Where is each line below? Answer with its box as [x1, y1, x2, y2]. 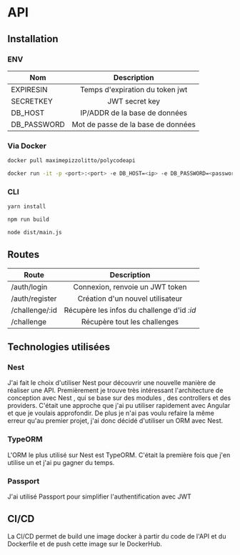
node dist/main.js [7, 229, 62, 236]
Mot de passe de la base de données [71, 119, 196, 129]
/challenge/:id [11, 305, 57, 315]
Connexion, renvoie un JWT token [73, 281, 187, 291]
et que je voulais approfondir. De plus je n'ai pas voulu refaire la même [7, 409, 214, 418]
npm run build [7, 216, 50, 224]
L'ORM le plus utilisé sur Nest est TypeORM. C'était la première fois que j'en [7, 451, 231, 459]
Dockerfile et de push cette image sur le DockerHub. [7, 539, 163, 548]
